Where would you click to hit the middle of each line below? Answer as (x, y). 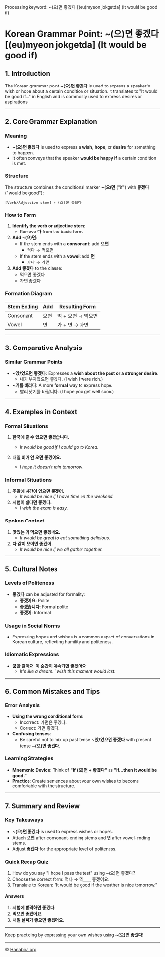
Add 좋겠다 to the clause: (37, 268)
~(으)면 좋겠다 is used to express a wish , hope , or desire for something (84, 147)
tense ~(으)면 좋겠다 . (40, 746)
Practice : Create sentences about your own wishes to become (75, 781)
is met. (19, 163)
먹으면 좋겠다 (32, 275)
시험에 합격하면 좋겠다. (34, 908)
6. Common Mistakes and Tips (53, 691)
